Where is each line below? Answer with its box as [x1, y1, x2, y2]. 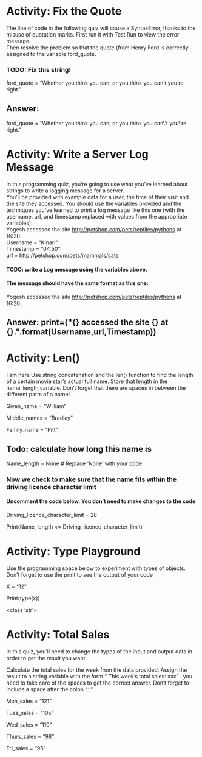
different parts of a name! [6, 391, 70, 398]
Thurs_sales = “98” [6, 733, 55, 740]
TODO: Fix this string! [6, 65, 72, 74]
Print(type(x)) [6, 594, 41, 602]
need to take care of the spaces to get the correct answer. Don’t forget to [6, 679, 189, 686]
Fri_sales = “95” [6, 744, 46, 752]
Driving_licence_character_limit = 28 [6, 512, 97, 519]
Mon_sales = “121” [6, 697, 52, 705]
